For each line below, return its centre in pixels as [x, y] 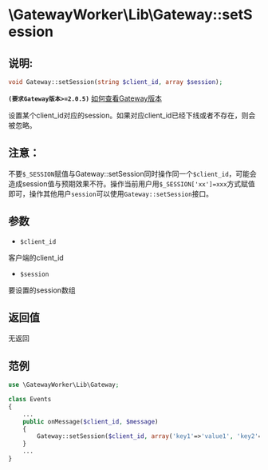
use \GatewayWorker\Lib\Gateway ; [64, 385]
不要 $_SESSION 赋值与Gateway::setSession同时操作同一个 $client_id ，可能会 [132, 173]
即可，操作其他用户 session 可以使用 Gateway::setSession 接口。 [111, 193]
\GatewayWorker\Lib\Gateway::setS [130, 15]
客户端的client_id [36, 257]
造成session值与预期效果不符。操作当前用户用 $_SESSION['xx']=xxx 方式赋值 [132, 183]
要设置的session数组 [42, 290]
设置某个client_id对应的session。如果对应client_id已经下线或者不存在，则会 [132, 115]
